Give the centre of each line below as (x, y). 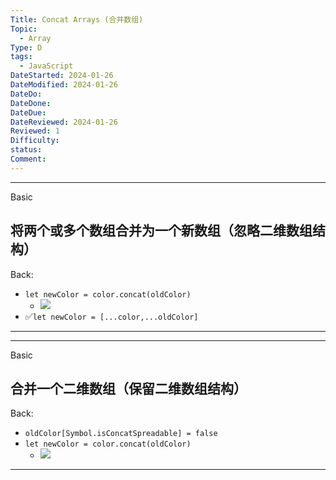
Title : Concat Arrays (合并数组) (77, 19)
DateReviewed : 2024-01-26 (64, 122)
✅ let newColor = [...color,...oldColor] (111, 316)
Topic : (24, 29)
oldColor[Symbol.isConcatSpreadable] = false (121, 434)
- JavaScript (46, 66)
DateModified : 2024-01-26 (64, 85)
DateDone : (31, 103)
